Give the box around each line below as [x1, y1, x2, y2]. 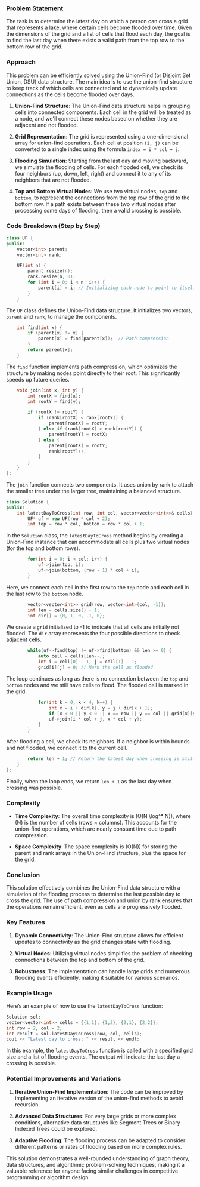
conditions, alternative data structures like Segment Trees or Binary [14, 1118, 180, 1126]
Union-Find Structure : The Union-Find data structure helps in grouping [14, 102, 190, 109]
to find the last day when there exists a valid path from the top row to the [6, 37, 185, 44]
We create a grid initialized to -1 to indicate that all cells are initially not [6, 623, 180, 631]
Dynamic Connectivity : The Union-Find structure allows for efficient [14, 931, 183, 939]
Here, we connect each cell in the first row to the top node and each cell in [6, 583, 189, 591]
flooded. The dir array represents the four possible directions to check [6, 630, 180, 637]
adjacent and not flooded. [14, 121, 79, 128]
